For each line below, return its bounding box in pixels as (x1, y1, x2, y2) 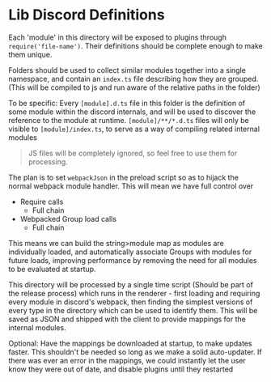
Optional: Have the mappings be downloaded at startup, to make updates (8, 338, 252, 348)
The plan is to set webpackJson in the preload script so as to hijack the (8, 172, 239, 182)
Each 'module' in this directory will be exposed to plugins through (8, 32, 227, 42)
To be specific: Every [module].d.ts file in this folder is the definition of (8, 98, 246, 108)
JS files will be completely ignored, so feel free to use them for (28, 148, 238, 158)
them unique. (8, 49, 53, 59)
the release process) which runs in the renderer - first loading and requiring (8, 288, 260, 298)
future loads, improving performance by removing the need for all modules (8, 255, 257, 265)
